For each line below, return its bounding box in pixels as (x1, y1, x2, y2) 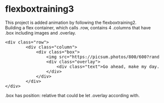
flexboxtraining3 (5, 3, 74, 15)
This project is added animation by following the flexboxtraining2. (5, 20, 137, 25)
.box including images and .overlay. (5, 30, 77, 36)
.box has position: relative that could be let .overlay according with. (5, 92, 140, 98)
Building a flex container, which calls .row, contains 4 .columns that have (5, 24, 151, 30)
